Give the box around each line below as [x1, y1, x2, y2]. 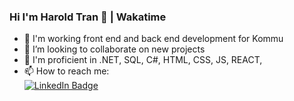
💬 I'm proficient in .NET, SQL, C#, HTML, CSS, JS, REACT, [23, 54, 263, 66]
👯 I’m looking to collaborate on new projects [23, 43, 206, 55]
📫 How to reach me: [23, 65, 110, 77]
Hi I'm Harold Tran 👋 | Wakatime [9, 10, 167, 24]
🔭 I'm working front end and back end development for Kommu [23, 33, 284, 45]
